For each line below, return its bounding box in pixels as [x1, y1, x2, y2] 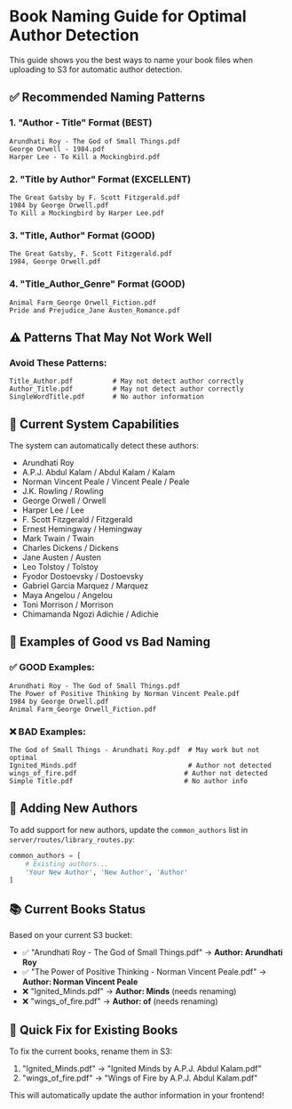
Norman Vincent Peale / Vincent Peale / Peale [21, 476, 190, 487]
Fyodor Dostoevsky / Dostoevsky [21, 571, 144, 582]
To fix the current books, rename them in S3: [9, 1046, 173, 1056]
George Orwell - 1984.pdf [9, 144, 105, 153]
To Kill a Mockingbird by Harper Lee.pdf [9, 208, 165, 217]
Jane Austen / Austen [21, 552, 102, 563]
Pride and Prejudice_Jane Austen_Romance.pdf [9, 305, 180, 315]
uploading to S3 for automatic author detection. [9, 64, 183, 75]
